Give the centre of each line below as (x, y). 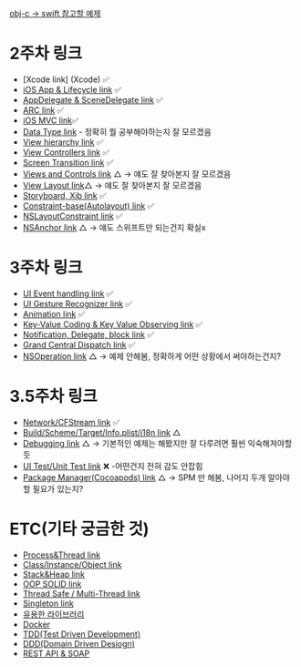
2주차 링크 (46, 54)
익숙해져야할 (270, 443)
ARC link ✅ (43, 110)
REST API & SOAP (56, 653)
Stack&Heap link (53, 574)
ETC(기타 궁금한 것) (79, 529)
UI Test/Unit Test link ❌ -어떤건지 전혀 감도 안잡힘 (113, 466)
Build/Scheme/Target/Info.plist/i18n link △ (102, 432)
